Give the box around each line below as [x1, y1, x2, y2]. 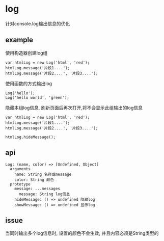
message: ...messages [14, 186, 60, 191]
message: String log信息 [18, 192, 70, 197]
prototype [10, 181, 31, 186]
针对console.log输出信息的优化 [5, 20, 70, 26]
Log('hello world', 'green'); [5, 95, 70, 100]
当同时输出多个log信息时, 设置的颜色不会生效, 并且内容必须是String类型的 [5, 230, 159, 236]
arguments [10, 166, 31, 171]
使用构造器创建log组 [5, 49, 48, 56]
